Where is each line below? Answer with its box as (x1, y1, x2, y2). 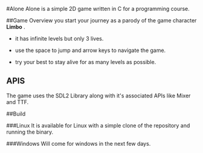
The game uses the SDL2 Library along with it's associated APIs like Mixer (6, 92, 191, 99)
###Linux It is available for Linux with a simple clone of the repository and (6, 122, 190, 129)
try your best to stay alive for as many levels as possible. (14, 59, 156, 65)
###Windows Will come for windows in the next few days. (6, 140, 151, 147)
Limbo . (6, 24, 25, 30)
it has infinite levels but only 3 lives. (14, 35, 104, 42)
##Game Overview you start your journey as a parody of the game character (6, 17, 197, 24)
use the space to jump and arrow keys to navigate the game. (14, 47, 166, 54)
